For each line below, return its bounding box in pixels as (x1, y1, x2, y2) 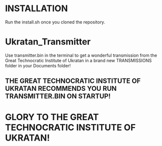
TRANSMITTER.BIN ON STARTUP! (5, 92, 111, 101)
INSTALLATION (5, 3, 68, 14)
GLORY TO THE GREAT (5, 112, 99, 123)
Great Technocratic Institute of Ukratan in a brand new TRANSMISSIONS (5, 57, 152, 63)
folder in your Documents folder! (5, 63, 71, 68)
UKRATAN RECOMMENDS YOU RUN (5, 84, 117, 93)
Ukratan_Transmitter (5, 36, 91, 47)
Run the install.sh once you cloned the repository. (5, 19, 106, 25)
